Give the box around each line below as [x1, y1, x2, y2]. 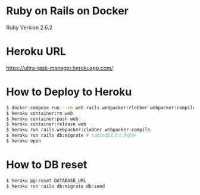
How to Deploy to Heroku [6, 85, 132, 99]
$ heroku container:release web [6, 121, 86, 127]
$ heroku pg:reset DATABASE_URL [6, 177, 86, 184]
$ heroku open [6, 138, 42, 144]
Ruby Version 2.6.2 [6, 24, 53, 31]
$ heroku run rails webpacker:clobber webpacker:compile [6, 127, 151, 133]
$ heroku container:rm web [6, 110, 73, 117]
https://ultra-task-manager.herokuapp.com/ [6, 64, 113, 71]
